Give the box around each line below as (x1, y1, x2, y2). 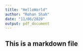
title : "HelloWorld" (5, 7, 48, 12)
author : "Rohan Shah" (5, 12, 50, 17)
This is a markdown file (5, 39, 78, 48)
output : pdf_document (5, 21, 50, 26)
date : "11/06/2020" (5, 16, 45, 21)
